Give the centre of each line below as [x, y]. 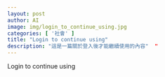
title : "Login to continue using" [58, 40]
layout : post [26, 14]
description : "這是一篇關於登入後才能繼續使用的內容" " [82, 46]
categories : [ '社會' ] [41, 33]
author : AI [23, 20]
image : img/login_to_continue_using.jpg [67, 27]
